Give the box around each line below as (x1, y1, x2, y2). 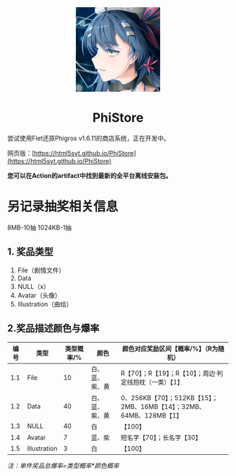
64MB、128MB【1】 (120, 411, 183, 420)
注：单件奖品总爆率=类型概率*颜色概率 (7, 461, 119, 470)
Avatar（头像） (17, 291, 61, 299)
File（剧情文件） (17, 265, 65, 274)
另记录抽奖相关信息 (7, 199, 119, 215)
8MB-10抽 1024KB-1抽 (7, 223, 72, 232)
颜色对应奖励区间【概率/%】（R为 (122, 344, 218, 353)
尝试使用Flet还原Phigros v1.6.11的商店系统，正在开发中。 (7, 134, 171, 142)
